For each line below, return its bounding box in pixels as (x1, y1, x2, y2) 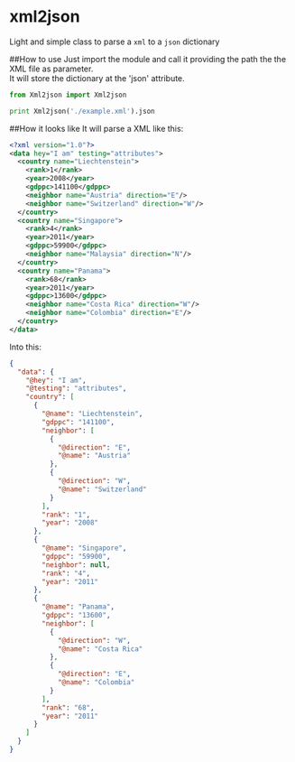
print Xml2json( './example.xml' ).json (9, 107, 155, 116)
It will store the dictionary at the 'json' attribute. (9, 72, 185, 83)
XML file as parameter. (9, 63, 94, 74)
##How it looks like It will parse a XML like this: (9, 123, 184, 134)
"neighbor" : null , (41, 560, 111, 570)
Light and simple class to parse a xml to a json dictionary (9, 36, 220, 47)
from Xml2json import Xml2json (9, 90, 127, 99)
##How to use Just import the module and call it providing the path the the (9, 53, 287, 64)
